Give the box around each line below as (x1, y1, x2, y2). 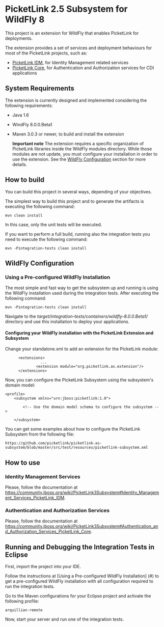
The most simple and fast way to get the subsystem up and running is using (5, 285, 159, 291)
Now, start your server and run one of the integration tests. (5, 616, 124, 622)
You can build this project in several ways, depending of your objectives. (5, 189, 152, 194)
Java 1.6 (12, 112, 29, 118)
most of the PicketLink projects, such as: (5, 50, 87, 56)
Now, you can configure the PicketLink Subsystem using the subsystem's (5, 377, 154, 383)
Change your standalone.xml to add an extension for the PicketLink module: (5, 346, 159, 352)
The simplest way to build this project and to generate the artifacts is (5, 198, 144, 204)
